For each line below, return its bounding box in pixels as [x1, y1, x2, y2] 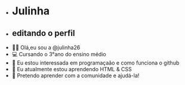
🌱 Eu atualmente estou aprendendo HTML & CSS [11, 66, 132, 72]
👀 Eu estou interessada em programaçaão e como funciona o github [11, 59, 180, 66]
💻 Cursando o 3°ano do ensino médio [11, 51, 106, 57]
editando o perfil [11, 28, 75, 38]
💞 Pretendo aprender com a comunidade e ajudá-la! [11, 72, 140, 79]
